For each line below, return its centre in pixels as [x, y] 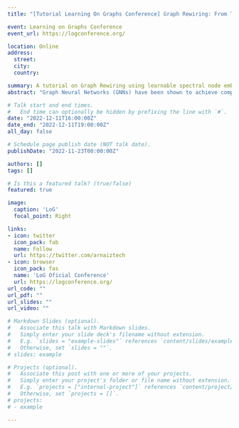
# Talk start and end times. [51, 105]
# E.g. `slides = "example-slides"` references [83, 341]
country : [27, 73]
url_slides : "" [30, 302]
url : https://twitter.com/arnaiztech [70, 256]
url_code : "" [27, 288]
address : [20, 53]
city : [22, 66]
